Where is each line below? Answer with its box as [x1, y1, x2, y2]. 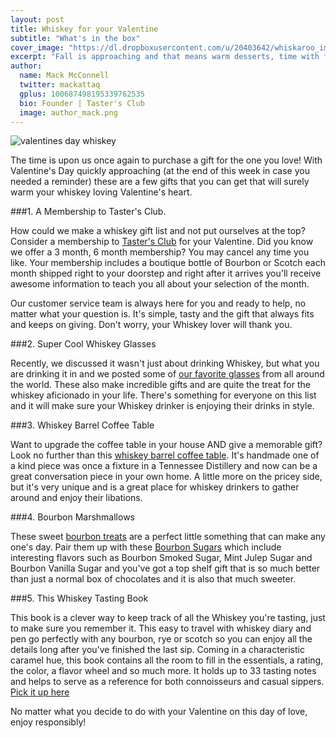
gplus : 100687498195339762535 [19, 89, 145, 99]
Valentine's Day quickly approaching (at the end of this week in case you [10, 165, 310, 177]
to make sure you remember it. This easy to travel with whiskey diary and [10, 622, 312, 635]
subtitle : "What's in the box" [10, 33, 141, 43]
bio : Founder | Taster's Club [19, 98, 145, 108]
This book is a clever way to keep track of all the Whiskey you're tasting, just [10, 612, 326, 624]
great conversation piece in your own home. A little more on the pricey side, [10, 471, 323, 483]
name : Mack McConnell [19, 71, 110, 81]
